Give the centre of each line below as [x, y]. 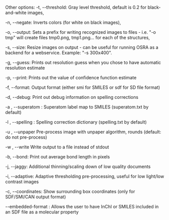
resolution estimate [25, 68]
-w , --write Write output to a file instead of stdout [57, 147]
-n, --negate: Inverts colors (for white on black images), [63, 22]
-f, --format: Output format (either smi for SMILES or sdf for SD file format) [83, 87]
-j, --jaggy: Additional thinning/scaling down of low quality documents [78, 167]
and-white [16, 13]
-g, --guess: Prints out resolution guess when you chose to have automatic [83, 62]
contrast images [22, 182]
